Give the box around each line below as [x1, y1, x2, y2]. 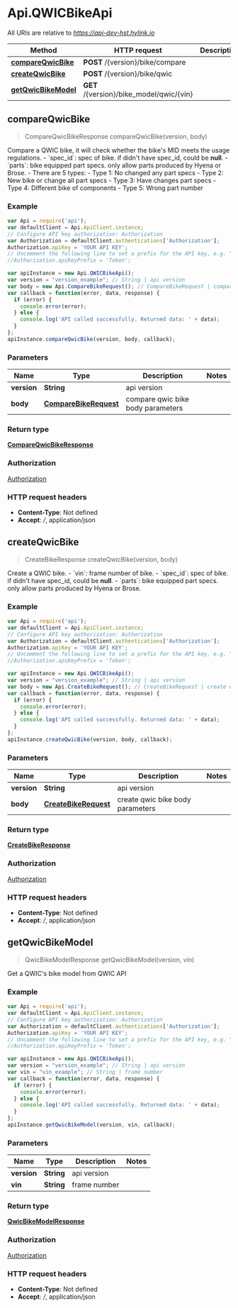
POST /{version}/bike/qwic [83, 69, 172, 79]
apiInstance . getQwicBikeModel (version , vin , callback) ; [7, 1121, 176, 1129]
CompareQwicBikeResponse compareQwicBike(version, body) [24, 132, 208, 140]
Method [30, 45, 57, 55]
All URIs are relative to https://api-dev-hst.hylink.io [7, 28, 155, 37]
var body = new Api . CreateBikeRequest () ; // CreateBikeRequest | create [7, 683, 227, 690]
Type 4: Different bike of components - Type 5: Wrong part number [7, 183, 204, 192]
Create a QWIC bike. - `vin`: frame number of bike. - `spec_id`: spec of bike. [7, 569, 229, 577]
